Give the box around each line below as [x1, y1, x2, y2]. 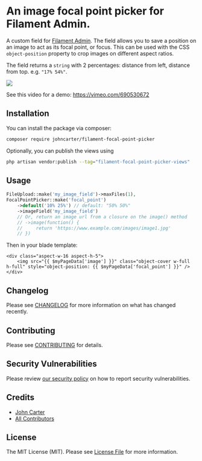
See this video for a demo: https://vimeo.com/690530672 [6, 91, 150, 98]
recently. [6, 308, 28, 315]
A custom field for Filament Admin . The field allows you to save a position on [6, 37, 197, 44]
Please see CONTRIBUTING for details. [6, 341, 104, 348]
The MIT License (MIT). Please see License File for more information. [6, 448, 178, 456]
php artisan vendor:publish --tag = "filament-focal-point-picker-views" [6, 159, 190, 165]
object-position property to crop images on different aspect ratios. [6, 49, 174, 57]
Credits [6, 392, 35, 402]
